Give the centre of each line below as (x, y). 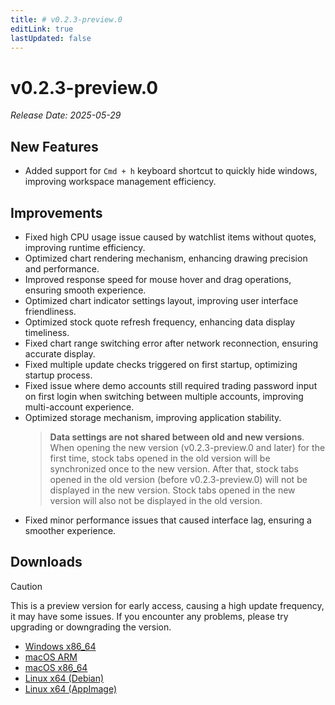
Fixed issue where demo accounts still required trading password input (171, 385)
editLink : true (42, 29)
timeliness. (47, 332)
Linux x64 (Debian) (64, 678)
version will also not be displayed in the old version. (156, 500)
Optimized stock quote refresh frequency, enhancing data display (160, 322)
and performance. (62, 268)
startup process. (58, 375)
